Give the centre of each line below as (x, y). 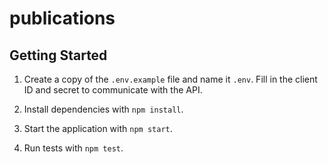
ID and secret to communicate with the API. (113, 90)
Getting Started (58, 55)
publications (62, 18)
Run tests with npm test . (73, 148)
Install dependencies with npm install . (103, 109)
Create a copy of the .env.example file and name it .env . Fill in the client (170, 79)
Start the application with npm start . (98, 128)
